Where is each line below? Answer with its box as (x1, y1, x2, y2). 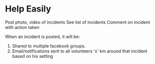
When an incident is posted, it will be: (5, 34, 80, 39)
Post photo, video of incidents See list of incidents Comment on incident (5, 19, 150, 25)
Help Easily (5, 3, 51, 14)
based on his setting (12, 53, 53, 59)
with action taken (5, 24, 40, 30)
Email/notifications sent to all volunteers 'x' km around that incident (12, 48, 148, 54)
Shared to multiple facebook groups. (12, 43, 86, 49)
